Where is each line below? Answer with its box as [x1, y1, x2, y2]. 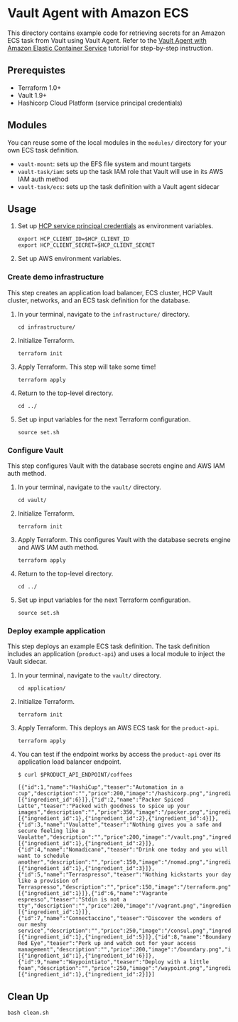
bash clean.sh [7, 1009, 50, 1017]
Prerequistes [7, 64, 66, 76]
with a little [167, 959, 210, 966]
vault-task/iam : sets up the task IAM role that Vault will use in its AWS [17, 167, 224, 175]
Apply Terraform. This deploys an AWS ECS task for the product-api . [17, 724, 220, 732]
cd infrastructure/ [17, 323, 76, 331]
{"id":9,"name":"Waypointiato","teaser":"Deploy [17, 959, 165, 966]
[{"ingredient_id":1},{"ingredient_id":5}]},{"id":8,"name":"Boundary [17, 934, 232, 941]
